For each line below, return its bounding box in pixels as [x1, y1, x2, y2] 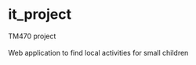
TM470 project [8, 31, 56, 41]
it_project [8, 5, 72, 23]
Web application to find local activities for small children [8, 48, 189, 57]
